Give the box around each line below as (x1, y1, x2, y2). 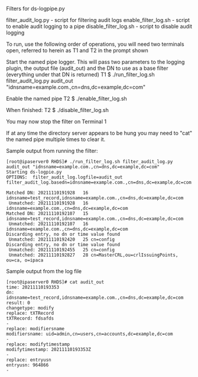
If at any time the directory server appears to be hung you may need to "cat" (6, 130, 193, 136)
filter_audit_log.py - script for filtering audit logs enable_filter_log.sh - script (6, 17, 190, 23)
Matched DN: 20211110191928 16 (6, 190, 89, 196)
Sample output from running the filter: (6, 148, 98, 154)
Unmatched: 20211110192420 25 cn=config (8, 237, 115, 242)
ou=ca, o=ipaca (6, 257, 44, 263)
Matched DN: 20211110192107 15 (6, 210, 89, 216)
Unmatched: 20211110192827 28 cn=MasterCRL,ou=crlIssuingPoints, (8, 252, 178, 258)
